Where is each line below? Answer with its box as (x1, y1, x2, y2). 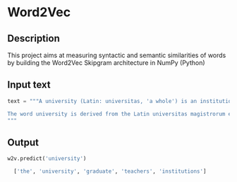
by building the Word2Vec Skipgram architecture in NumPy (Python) (7, 59, 206, 67)
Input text (7, 79, 51, 91)
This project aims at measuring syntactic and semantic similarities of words (7, 51, 226, 59)
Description (7, 32, 60, 44)
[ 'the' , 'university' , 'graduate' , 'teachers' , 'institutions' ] (13, 168, 207, 175)
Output (7, 136, 39, 148)
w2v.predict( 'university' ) (7, 155, 87, 162)
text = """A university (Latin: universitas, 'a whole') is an (7, 97, 197, 104)
